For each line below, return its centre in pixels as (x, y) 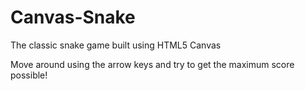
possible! (29, 75)
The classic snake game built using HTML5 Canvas (116, 45)
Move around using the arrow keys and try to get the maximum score (152, 64)
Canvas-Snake (73, 17)
